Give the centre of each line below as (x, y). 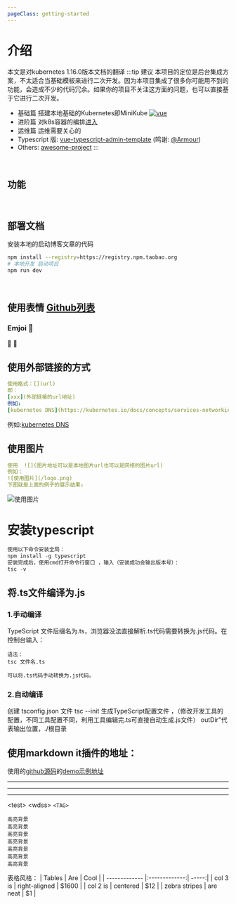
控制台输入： (26, 640)
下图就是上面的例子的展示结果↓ (46, 485)
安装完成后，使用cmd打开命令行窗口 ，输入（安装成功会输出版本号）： (93, 562)
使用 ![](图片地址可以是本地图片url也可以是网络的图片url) (85, 465)
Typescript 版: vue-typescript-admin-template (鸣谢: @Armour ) (109, 139)
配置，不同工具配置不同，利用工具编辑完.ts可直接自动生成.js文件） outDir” (114, 720)
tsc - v (17, 569)
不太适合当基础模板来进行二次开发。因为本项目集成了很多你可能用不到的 (124, 80)
